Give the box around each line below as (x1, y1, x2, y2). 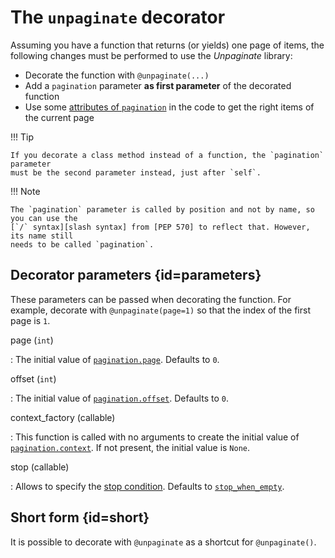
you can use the (10, 213, 78, 223)
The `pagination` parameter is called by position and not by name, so (10, 204, 315, 215)
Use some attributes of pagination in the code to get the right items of (24, 101, 315, 113)
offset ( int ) (10, 372, 57, 385)
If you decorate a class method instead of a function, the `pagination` (10, 150, 325, 160)
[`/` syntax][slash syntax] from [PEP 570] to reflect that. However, (10, 222, 311, 232)
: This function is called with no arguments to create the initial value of (10, 431, 300, 443)
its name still (10, 231, 74, 241)
